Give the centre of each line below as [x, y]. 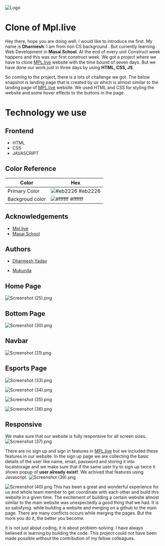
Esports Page [26, 369]
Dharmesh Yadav [30, 261]
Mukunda [22, 271]
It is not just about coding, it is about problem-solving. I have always [74, 528]
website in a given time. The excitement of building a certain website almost [82, 497]
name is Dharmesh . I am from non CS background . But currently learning [80, 46]
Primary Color [24, 191]
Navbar [17, 341]
